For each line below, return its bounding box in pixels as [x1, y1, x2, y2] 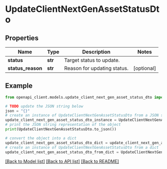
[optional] [133, 65, 157, 71]
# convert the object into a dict [5, 135, 77, 141]
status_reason [7, 65, 42, 71]
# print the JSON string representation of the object [5, 122, 121, 127]
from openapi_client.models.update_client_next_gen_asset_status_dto [5, 95, 153, 100]
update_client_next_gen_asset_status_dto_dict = [5, 140, 108, 145]
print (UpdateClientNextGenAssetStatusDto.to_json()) [5, 127, 117, 132]
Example [5, 82, 33, 90]
